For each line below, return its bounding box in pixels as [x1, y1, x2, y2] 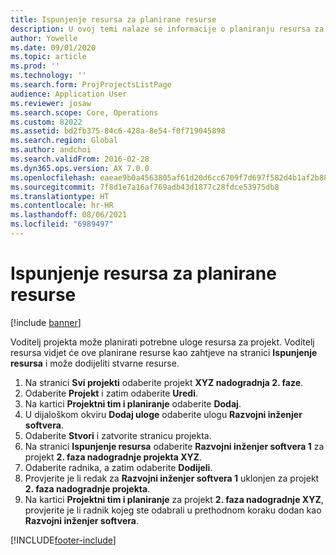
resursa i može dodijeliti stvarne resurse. [10, 357, 180, 369]
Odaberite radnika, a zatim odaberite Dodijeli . [24, 461, 213, 473]
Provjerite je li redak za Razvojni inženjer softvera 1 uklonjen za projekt [24, 472, 320, 484]
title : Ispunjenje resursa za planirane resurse [10, 14, 217, 25]
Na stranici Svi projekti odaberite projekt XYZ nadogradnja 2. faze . [24, 376, 304, 388]
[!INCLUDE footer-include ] [10, 534, 117, 546]
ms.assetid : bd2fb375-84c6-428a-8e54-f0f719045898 [10, 126, 226, 136]
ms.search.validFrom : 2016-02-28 [10, 154, 150, 164]
